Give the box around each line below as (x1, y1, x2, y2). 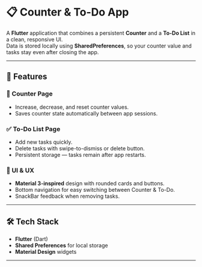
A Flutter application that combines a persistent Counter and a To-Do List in (6, 29, 196, 37)
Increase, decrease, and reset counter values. (14, 103, 129, 111)
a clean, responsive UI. (6, 35, 63, 43)
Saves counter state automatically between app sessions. (14, 109, 158, 117)
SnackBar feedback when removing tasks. (14, 192, 120, 200)
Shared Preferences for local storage (14, 242, 108, 249)
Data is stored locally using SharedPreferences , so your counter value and (6, 42, 192, 49)
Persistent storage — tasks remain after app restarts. (14, 151, 146, 158)
